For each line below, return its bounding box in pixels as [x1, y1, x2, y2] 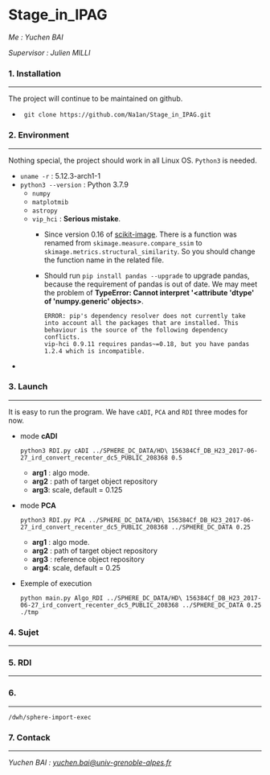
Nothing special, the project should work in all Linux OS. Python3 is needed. [8, 155, 257, 165]
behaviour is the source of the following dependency [43, 326, 228, 334]
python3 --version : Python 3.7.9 [19, 179, 129, 189]
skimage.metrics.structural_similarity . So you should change [43, 246, 256, 256]
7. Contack [8, 732, 51, 743]
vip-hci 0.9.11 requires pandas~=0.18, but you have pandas [43, 340, 250, 348]
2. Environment [8, 130, 70, 141]
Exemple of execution [19, 578, 92, 588]
